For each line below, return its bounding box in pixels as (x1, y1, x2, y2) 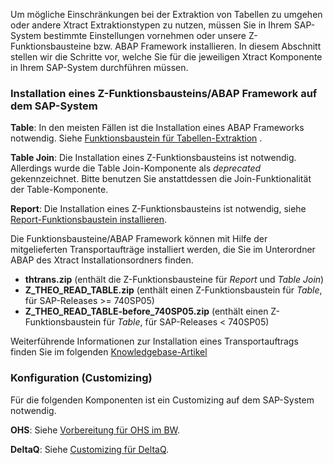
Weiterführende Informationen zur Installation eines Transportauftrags (10, 335, 299, 348)
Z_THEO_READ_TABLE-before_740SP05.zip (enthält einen (24, 305, 269, 318)
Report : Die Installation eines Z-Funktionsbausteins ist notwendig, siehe (10, 203, 307, 215)
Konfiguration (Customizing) (10, 371, 153, 385)
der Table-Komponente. (10, 184, 109, 196)
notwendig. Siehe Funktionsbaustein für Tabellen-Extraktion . (10, 132, 263, 144)
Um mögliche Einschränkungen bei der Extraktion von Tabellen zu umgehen (10, 9, 323, 20)
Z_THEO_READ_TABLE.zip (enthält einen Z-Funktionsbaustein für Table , (24, 284, 323, 296)
